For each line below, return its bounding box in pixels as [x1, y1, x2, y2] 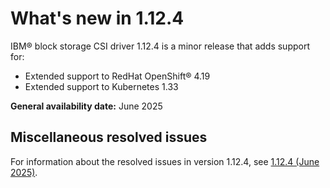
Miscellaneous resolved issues [10, 129, 208, 146]
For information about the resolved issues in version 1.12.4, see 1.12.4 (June [10, 155, 320, 167]
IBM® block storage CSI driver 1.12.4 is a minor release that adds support [10, 40, 310, 52]
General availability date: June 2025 [10, 100, 163, 112]
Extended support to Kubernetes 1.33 [24, 80, 179, 92]
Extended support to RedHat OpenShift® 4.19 [24, 70, 211, 82]
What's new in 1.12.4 [10, 7, 185, 30]
